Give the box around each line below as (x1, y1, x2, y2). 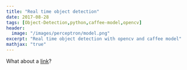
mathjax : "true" (6, 42, 46, 48)
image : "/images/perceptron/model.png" (11, 31, 110, 36)
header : (6, 25, 26, 31)
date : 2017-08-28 (6, 14, 49, 20)
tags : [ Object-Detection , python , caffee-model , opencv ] (6, 19, 142, 25)
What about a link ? (6, 57, 52, 65)
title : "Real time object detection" (6, 8, 100, 15)
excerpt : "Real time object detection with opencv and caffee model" (6, 36, 182, 42)
